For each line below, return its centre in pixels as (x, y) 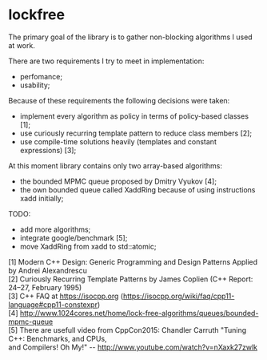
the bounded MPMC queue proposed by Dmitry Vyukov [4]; (118, 181)
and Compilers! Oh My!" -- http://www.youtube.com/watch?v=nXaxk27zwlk (133, 347)
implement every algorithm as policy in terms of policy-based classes (134, 116)
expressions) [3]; (48, 150)
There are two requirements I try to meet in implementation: (106, 61)
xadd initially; (42, 198)
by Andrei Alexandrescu (48, 270)
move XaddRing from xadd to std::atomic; (88, 246)
